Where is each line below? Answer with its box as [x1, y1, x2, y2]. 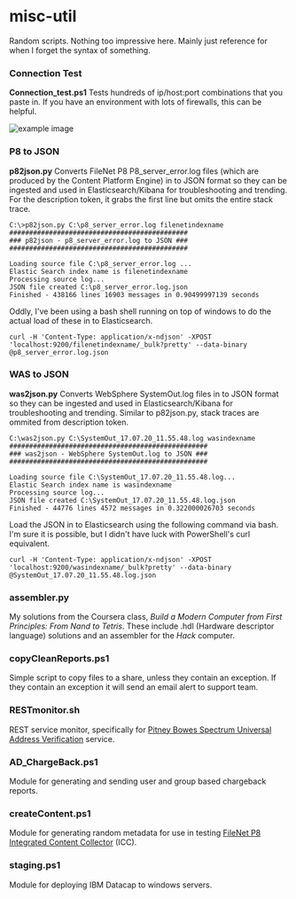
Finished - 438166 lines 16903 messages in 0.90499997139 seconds [9, 290, 260, 299]
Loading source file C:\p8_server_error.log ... [9, 259, 192, 268]
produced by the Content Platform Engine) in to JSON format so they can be [9, 175, 288, 185]
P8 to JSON [9, 145, 60, 158]
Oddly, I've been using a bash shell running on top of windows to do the [9, 306, 272, 317]
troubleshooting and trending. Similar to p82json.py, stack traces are [9, 407, 260, 418]
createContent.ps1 [9, 807, 91, 819]
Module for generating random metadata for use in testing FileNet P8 [9, 827, 261, 839]
